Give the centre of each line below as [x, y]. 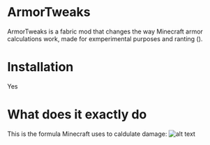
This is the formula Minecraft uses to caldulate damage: [87, 134]
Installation [40, 67]
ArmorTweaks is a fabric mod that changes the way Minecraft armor [105, 31]
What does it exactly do [77, 115]
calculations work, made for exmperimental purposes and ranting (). [105, 38]
